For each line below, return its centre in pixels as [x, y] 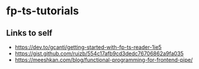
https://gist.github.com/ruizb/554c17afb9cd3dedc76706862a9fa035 [99, 54]
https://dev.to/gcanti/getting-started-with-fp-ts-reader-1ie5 [88, 47]
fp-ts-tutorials [43, 11]
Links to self [29, 33]
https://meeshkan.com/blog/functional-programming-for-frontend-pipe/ [104, 60]
